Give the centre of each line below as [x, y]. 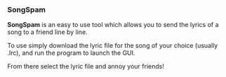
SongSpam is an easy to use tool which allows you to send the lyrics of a [113, 25]
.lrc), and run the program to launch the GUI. [71, 53]
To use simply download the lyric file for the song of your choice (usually [113, 46]
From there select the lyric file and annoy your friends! [86, 67]
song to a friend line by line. [47, 32]
